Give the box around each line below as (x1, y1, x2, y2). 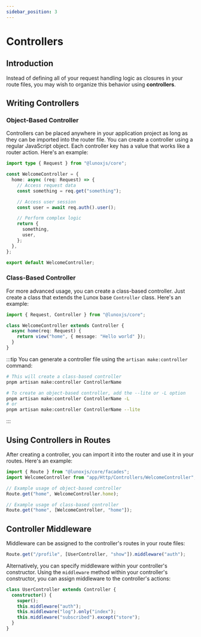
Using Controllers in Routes (6, 435, 111, 445)
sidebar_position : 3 (6, 8, 58, 15)
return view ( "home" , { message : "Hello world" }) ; (17, 333, 146, 339)
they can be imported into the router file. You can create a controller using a (6, 136, 193, 143)
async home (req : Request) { (11, 328, 82, 334)
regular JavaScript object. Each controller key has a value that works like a (6, 142, 190, 150)
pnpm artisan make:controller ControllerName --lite (6, 407, 141, 413)
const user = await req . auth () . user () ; (17, 205, 117, 211)
